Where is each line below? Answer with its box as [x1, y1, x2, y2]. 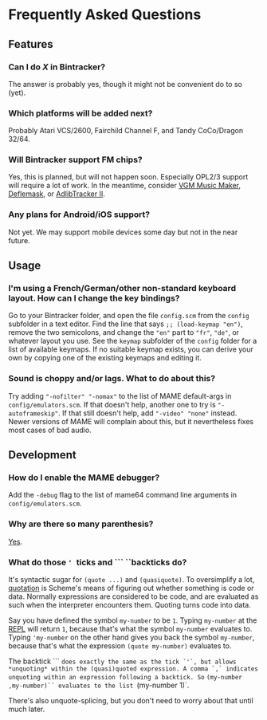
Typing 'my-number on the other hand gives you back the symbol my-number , [8, 632, 255, 643]
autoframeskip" [8, 409, 59, 418]
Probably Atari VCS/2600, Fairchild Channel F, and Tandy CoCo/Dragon [8, 126, 244, 136]
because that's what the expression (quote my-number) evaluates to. [8, 641, 232, 651]
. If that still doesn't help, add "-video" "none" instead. [58, 408, 238, 418]
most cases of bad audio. [8, 425, 92, 435]
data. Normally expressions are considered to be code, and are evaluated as [8, 592, 259, 601]
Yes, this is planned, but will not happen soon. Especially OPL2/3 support [8, 172, 249, 182]
